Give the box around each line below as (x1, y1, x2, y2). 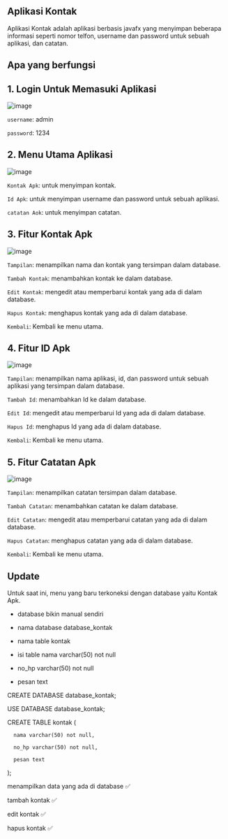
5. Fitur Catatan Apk (7, 456, 96, 468)
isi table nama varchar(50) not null (17, 650, 116, 659)
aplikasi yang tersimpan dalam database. (7, 382, 125, 390)
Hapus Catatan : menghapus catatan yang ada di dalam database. (7, 536, 193, 545)
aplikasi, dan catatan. (7, 38, 68, 48)
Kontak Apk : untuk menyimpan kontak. (7, 181, 116, 189)
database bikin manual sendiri (17, 610, 104, 618)
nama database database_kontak (17, 624, 113, 632)
